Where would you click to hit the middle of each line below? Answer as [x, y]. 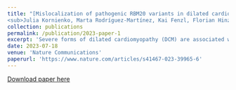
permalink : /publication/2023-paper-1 [64, 33]
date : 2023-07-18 [33, 46]
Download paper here [39, 79]
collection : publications [45, 27]
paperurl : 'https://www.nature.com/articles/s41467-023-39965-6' [105, 59]
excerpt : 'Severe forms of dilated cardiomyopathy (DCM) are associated [116, 40]
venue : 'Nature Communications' [54, 53]
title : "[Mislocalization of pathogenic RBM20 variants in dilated [108, 14]
